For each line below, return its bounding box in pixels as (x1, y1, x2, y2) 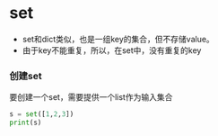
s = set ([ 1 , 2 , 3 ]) (9, 110, 74, 119)
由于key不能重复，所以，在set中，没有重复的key (22, 44, 202, 56)
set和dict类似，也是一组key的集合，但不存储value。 (22, 33, 215, 44)
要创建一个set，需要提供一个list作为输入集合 (9, 92, 173, 103)
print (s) (9, 118, 42, 128)
